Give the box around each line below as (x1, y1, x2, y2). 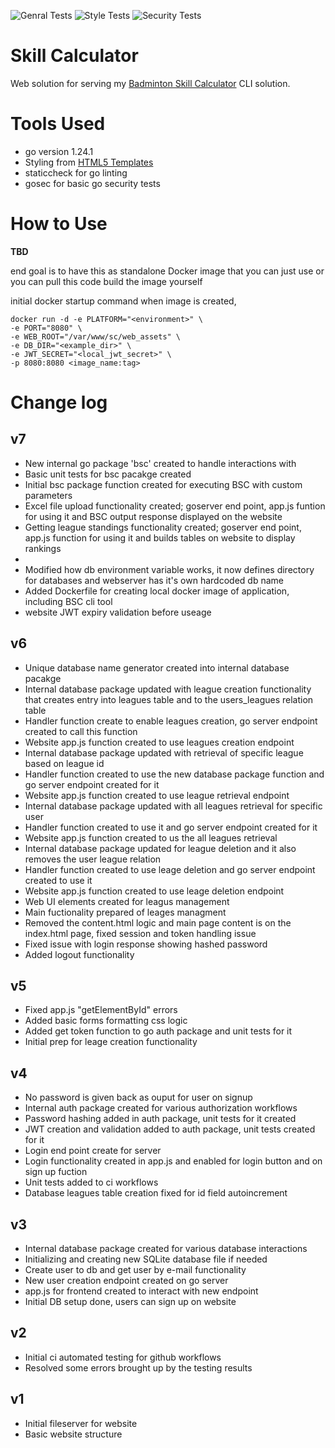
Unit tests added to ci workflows (24, 1176, 159, 1189)
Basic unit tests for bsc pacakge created (24, 468, 192, 480)
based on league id (24, 757, 105, 769)
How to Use (10, 213, 108, 235)
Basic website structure (24, 1428, 123, 1440)
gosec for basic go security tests (24, 177, 161, 189)
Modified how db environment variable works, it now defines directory (24, 563, 315, 575)
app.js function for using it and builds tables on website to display (24, 531, 296, 544)
